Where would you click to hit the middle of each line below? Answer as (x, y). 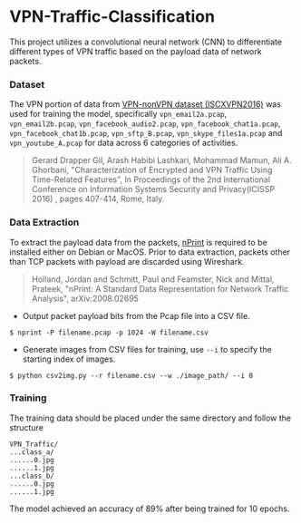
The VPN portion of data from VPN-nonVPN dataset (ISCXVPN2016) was (145, 104)
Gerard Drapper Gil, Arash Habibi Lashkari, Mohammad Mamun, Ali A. (161, 160)
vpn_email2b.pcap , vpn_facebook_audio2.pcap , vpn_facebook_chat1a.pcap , (145, 123)
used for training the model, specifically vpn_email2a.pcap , (118, 114)
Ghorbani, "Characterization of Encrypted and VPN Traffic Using (152, 170)
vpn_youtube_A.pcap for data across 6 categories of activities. (124, 143)
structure (26, 427)
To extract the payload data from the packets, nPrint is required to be (138, 242)
